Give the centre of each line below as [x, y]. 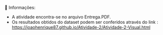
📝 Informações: [20, 8]
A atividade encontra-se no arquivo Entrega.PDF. [61, 17]
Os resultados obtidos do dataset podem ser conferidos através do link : [85, 22]
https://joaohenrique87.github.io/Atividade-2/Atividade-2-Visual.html [81, 27]
